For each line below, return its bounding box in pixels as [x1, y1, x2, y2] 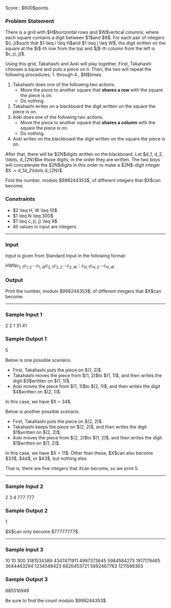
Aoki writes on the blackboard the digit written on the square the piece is [12, 136, 165, 142]
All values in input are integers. [12, 223, 78, 229]
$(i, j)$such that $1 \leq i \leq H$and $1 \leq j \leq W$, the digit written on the [5, 40, 166, 46]
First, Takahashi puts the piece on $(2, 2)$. [12, 418, 103, 424]
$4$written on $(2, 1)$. [12, 388, 62, 394]
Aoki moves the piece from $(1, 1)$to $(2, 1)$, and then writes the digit [12, 383, 160, 389]
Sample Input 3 [5, 546, 44, 553]
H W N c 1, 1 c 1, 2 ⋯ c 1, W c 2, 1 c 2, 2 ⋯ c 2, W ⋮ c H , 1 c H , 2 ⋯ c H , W [5, 262, 115, 270]
